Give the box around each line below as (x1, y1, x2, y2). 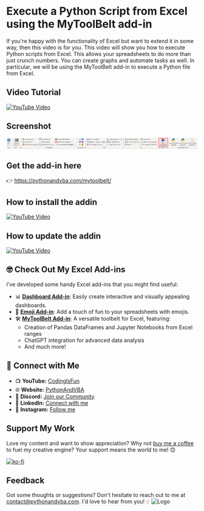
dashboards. (15, 301, 47, 308)
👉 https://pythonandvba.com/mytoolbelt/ (6, 177, 112, 184)
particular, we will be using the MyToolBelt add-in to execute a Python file (6, 63, 191, 71)
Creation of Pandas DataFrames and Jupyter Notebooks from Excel (24, 324, 193, 331)
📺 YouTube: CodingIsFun (15, 377, 80, 384)
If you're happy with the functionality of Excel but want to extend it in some (6, 37, 194, 44)
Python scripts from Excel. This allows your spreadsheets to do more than (6, 50, 191, 57)
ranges (24, 330, 42, 337)
